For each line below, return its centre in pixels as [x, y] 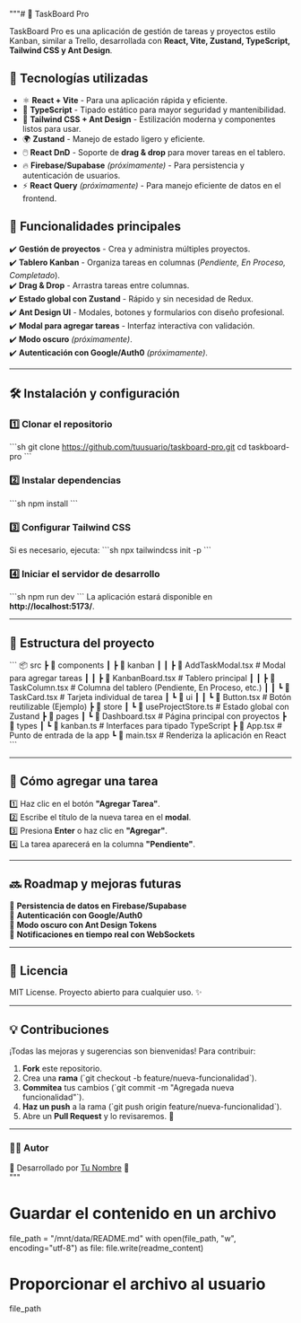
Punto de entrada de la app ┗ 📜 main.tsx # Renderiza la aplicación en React [148, 735]
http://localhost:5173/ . [52, 607]
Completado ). [35, 275]
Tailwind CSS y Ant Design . [61, 50]
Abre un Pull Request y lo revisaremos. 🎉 [98, 1117]
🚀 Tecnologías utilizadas [79, 79]
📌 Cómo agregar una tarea [84, 781]
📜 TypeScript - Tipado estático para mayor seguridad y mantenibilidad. [154, 110]
